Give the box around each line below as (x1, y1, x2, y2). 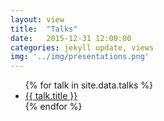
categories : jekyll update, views (10, 42, 155, 53)
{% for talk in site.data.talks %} (24, 79, 153, 91)
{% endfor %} (24, 101, 83, 113)
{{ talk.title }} (24, 90, 78, 102)
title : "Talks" (10, 24, 78, 34)
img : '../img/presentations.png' (10, 52, 150, 62)
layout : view (10, 14, 65, 25)
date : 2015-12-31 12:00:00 (10, 33, 132, 43)
